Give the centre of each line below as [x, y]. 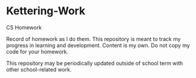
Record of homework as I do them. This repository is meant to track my [94, 39]
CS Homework [24, 27]
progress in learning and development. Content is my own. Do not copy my [98, 45]
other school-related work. [39, 69]
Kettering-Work [46, 11]
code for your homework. [37, 51]
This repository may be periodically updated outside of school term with [95, 63]
